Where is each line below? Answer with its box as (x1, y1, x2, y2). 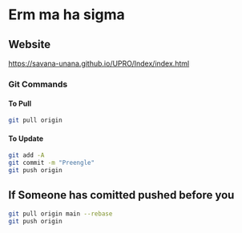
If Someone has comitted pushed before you (8, 188, 235, 202)
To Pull (8, 98, 32, 108)
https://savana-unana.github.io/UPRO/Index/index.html (8, 58, 190, 68)
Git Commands (8, 78, 68, 90)
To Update (8, 134, 44, 143)
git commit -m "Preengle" (8, 159, 95, 167)
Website (8, 38, 50, 51)
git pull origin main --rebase (8, 210, 113, 218)
